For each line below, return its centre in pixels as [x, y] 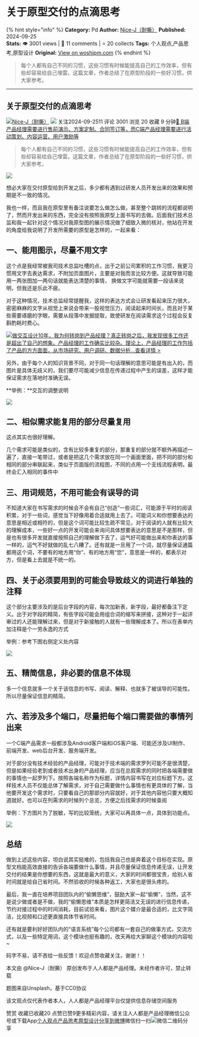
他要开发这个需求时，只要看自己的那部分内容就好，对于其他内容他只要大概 [97, 793]
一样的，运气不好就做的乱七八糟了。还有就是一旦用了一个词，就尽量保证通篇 [99, 545]
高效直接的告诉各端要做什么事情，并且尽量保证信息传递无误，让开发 [110, 867]
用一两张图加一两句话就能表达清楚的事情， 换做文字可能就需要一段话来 [92, 280]
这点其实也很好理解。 [32, 437]
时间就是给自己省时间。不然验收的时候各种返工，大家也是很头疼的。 [89, 882]
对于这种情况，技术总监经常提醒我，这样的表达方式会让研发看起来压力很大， [99, 301]
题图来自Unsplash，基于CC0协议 [46, 988]
